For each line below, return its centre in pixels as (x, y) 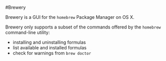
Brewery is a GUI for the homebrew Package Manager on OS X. (70, 17)
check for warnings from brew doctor (52, 53)
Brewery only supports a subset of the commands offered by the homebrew (83, 27)
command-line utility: (28, 32)
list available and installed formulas (50, 48)
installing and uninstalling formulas (49, 42)
